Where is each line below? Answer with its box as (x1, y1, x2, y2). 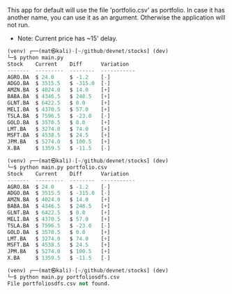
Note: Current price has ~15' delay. (17, 34, 118, 42)
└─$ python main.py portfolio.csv (7, 164, 108, 171)
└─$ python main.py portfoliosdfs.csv (7, 273, 120, 281)
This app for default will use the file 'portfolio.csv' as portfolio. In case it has (7, 6, 225, 14)
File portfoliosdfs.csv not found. (7, 280, 111, 287)
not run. (7, 21, 30, 29)
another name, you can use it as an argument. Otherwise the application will (7, 13, 226, 22)
